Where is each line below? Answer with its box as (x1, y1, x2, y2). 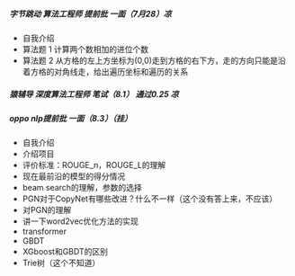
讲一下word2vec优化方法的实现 (22, 216, 139, 227)
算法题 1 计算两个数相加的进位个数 (22, 43, 149, 54)
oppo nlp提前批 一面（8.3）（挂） (9, 112, 133, 123)
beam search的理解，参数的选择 (22, 183, 142, 193)
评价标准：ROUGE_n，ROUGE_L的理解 (22, 160, 166, 171)
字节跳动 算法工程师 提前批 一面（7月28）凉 (9, 8, 173, 19)
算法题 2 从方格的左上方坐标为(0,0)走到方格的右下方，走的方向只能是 (22, 55, 279, 66)
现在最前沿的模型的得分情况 (22, 171, 126, 182)
